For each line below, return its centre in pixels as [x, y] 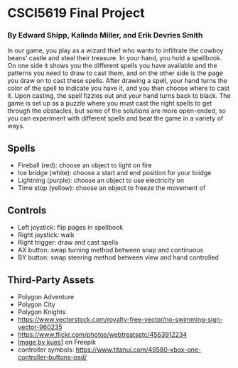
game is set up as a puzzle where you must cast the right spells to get [110, 104]
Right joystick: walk [46, 235]
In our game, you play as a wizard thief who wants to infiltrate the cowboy [115, 50]
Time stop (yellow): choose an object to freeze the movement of [112, 188]
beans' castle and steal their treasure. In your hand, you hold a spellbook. [115, 58]
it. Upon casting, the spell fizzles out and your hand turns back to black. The [119, 96]
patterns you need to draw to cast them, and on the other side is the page [115, 73]
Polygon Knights [42, 312]
